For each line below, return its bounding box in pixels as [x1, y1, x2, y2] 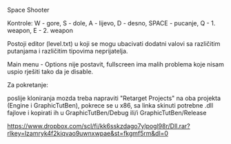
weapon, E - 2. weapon [7, 27, 74, 34]
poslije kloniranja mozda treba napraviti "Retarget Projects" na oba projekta [7, 94, 221, 102]
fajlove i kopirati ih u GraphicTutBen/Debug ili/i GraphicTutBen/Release [7, 109, 207, 117]
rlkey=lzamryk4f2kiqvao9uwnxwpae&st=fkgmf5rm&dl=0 [7, 130, 169, 137]
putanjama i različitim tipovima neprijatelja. [7, 47, 128, 55]
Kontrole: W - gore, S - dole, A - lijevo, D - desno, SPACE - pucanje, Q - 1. [7, 19, 216, 27]
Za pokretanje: [7, 81, 48, 88]
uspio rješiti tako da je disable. [7, 68, 94, 75]
